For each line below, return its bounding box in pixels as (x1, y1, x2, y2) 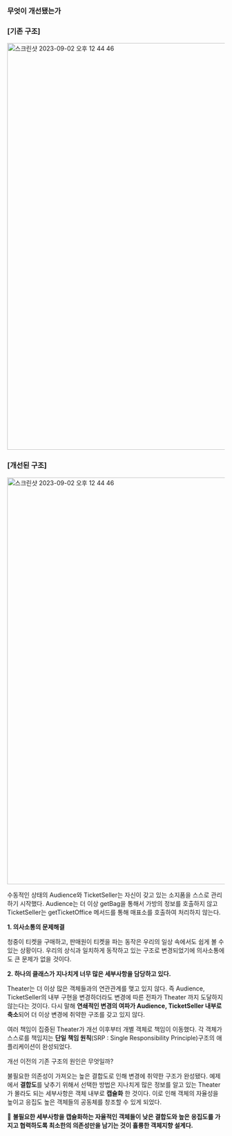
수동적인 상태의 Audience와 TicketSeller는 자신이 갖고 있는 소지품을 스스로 (7, 891, 210, 899)
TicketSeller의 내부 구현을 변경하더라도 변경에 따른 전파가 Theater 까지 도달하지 (7, 993, 223, 1001)
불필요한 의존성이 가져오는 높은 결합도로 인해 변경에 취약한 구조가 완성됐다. (7, 1072, 209, 1080)
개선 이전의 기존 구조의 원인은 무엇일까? (7, 1057, 114, 1065)
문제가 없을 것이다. (21, 954, 72, 963)
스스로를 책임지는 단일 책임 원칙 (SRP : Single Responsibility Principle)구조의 (7, 1033, 215, 1042)
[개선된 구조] (7, 461, 47, 471)
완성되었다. (42, 1042, 72, 1051)
